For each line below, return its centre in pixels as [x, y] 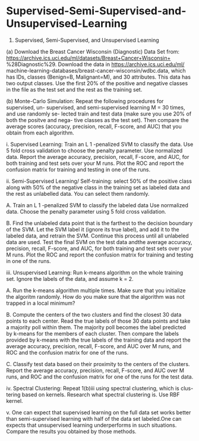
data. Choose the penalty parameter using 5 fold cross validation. [86, 211]
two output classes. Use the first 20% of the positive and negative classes [97, 83]
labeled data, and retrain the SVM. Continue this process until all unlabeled [97, 236]
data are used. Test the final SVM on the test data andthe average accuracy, [99, 242]
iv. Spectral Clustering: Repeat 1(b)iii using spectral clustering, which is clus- [100, 388]
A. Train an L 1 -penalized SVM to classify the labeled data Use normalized [97, 205]
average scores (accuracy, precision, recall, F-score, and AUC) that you [94, 126]
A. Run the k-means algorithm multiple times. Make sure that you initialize [96, 290]
